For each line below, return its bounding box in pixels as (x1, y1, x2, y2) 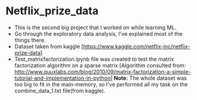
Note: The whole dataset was (114, 74, 187, 82)
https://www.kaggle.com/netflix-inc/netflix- (83, 43, 190, 50)
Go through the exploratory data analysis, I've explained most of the (14, 30, 183, 37)
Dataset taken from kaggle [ (14, 43, 83, 50)
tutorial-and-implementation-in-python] (14, 74, 113, 82)
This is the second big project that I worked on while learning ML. (14, 24, 177, 31)
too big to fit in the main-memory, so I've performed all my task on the (14, 80, 188, 87)
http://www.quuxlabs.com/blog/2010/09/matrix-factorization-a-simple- (14, 68, 191, 75)
